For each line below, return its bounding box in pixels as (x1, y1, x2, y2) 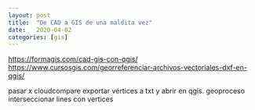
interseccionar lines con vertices (8, 94, 114, 104)
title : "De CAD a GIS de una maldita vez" (8, 19, 153, 27)
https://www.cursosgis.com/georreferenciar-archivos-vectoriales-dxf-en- (8, 63, 247, 73)
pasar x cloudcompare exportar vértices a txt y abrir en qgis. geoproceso (8, 87, 246, 96)
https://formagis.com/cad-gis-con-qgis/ (8, 55, 139, 64)
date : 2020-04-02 (8, 26, 72, 34)
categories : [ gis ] (8, 33, 68, 41)
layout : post (8, 11, 51, 20)
